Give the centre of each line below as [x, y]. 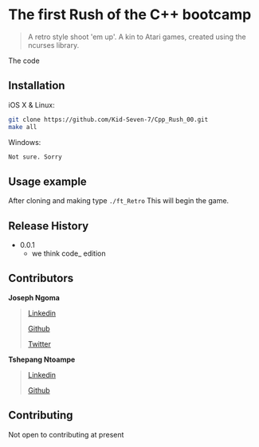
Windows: [25, 142]
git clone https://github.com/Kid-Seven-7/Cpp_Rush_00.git [108, 120]
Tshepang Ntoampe [42, 359]
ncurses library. [53, 45]
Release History [49, 226]
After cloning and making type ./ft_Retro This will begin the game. [119, 201]
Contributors [41, 278]
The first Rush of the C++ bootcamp [130, 15]
